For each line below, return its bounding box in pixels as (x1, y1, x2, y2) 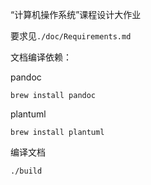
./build (10, 166, 43, 176)
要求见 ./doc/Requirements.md (10, 30, 132, 42)
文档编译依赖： (10, 51, 72, 63)
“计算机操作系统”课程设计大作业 (10, 9, 142, 20)
